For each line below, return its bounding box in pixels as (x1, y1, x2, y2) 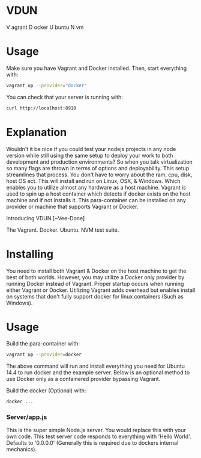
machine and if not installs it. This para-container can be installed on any (6, 196, 186, 203)
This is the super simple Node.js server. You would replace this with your (6, 427, 186, 434)
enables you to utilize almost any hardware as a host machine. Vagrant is (6, 184, 187, 191)
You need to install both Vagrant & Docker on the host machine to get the (6, 267, 187, 274)
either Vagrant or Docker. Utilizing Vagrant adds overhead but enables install (6, 286, 196, 294)
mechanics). (6, 446, 37, 453)
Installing (6, 247, 54, 261)
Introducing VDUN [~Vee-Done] (6, 214, 85, 221)
